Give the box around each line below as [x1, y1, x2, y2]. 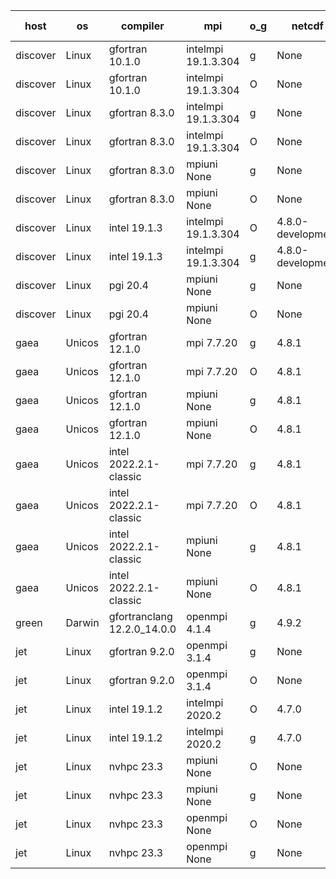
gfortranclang [108, 610, 173, 623]
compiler [121, 19, 165, 33]
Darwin [65, 616, 100, 629]
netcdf [291, 19, 324, 33]
